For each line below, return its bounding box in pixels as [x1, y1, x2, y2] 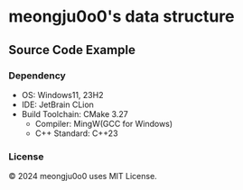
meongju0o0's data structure [8, 6, 235, 27]
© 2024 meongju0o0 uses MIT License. [8, 171, 157, 182]
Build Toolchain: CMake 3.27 [21, 108, 128, 119]
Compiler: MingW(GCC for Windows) [34, 118, 173, 129]
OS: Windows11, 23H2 [21, 89, 104, 100]
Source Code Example [8, 42, 136, 58]
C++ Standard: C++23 [34, 128, 118, 139]
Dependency [8, 69, 67, 82]
